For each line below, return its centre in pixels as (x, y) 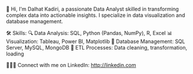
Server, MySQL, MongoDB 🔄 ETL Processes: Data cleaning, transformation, (96, 47)
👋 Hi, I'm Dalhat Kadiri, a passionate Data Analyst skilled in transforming (93, 9)
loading (15, 54)
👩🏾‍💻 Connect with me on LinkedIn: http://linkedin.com (71, 65)
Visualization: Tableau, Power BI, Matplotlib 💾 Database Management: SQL (96, 41)
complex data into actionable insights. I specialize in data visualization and (96, 15)
